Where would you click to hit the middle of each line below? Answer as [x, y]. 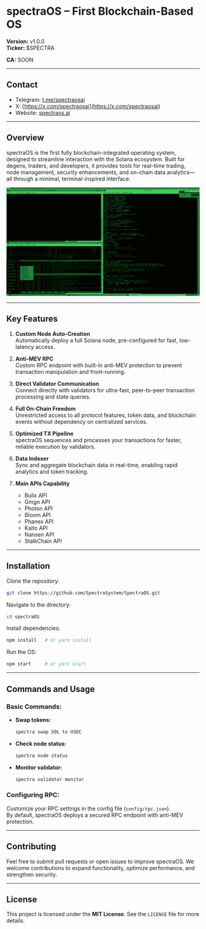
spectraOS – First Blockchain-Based [100, 11]
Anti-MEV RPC [34, 359]
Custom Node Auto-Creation [52, 333]
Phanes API [39, 521]
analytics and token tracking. [52, 472]
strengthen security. [32, 874]
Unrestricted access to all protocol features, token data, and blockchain [105, 415]
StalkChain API [43, 541]
